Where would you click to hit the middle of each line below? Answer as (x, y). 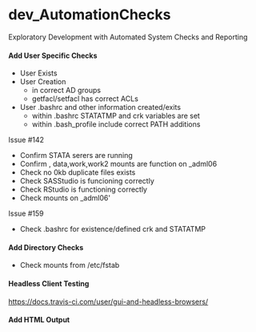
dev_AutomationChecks (90, 15)
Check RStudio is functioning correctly (84, 189)
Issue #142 (26, 140)
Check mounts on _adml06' (65, 198)
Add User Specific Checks (53, 55)
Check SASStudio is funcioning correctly (87, 181)
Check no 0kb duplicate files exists (78, 172)
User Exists (38, 73)
